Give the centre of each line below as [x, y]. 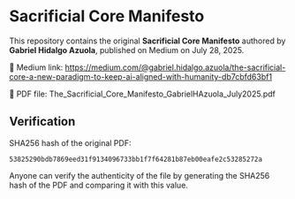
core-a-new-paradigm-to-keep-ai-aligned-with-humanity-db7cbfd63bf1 [140, 76]
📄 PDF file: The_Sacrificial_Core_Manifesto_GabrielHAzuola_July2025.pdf [142, 94]
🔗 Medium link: [36, 67]
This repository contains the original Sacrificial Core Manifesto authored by [147, 41]
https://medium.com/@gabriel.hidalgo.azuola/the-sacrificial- [175, 67]
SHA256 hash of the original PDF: [70, 142]
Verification [42, 122]
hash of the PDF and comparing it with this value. [98, 185]
